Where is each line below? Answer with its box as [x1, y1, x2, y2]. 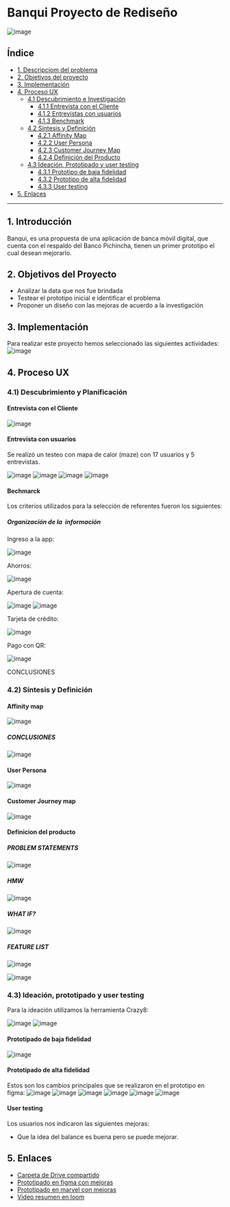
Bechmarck [7, 487, 41, 495]
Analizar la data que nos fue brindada [16, 287, 123, 295]
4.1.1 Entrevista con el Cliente [37, 102, 119, 110]
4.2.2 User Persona [37, 139, 92, 147]
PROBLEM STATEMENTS [7, 843, 79, 852]
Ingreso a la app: [7, 535, 55, 543]
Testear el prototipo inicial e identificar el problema [16, 294, 161, 303]
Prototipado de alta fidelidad [7, 1066, 90, 1075]
